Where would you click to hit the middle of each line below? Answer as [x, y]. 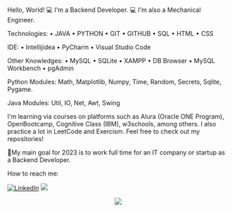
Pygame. [20, 89]
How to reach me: [33, 173]
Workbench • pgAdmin [40, 68]
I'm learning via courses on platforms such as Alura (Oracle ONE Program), [116, 117]
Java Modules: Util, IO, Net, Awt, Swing [64, 103]
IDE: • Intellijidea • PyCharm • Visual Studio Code [79, 47]
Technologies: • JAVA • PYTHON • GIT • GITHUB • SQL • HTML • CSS [111, 33]
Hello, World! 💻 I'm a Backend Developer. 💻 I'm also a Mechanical [104, 10]
